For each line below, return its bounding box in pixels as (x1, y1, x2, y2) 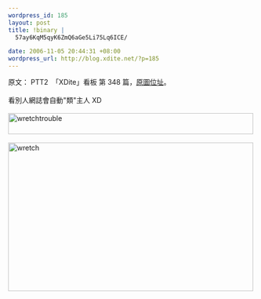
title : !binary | (8, 26, 65, 34)
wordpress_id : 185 (8, 11, 68, 20)
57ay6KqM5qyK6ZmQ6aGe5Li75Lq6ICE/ (15, 33, 128, 42)
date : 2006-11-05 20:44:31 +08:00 (8, 48, 121, 56)
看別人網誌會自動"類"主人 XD (8, 96, 102, 104)
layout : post (8, 19, 51, 27)
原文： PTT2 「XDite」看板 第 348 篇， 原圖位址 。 (8, 78, 171, 86)
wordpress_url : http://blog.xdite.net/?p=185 (8, 55, 159, 63)
